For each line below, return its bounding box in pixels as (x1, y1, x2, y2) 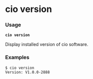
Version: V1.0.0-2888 (5, 69, 50, 74)
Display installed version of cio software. (5, 41, 89, 47)
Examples (5, 54, 30, 61)
